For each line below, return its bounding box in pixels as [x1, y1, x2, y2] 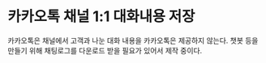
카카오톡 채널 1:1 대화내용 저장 [7, 7, 195, 26]
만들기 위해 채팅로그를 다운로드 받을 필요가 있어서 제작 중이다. [7, 45, 203, 55]
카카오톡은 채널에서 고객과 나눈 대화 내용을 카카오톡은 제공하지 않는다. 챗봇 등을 [7, 36, 259, 45]
